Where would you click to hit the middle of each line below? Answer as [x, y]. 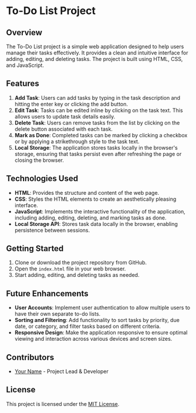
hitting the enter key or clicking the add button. [71, 104]
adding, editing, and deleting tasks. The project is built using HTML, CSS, [94, 59]
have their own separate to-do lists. [58, 314]
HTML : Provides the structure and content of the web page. [87, 192]
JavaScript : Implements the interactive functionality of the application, [100, 211]
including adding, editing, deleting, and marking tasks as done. [90, 218]
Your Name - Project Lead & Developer [61, 371]
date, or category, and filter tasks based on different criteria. [88, 326]
